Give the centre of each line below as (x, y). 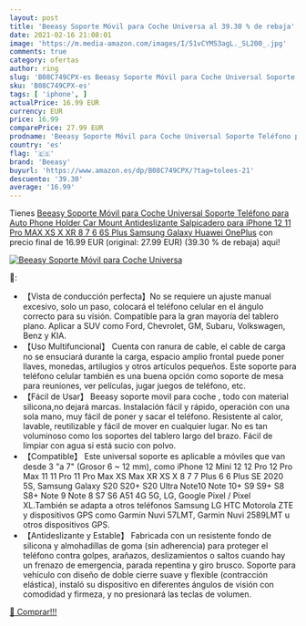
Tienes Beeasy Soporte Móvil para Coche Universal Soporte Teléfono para (149, 213)
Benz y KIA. (44, 336)
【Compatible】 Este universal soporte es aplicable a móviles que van (153, 457)
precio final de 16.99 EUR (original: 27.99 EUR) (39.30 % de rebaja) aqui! (145, 242)
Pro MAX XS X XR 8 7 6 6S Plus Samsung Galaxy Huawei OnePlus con (141, 232)
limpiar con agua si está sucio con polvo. (99, 446)
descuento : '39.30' (46, 179)
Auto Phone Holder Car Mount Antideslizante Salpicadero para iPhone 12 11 (150, 223)
